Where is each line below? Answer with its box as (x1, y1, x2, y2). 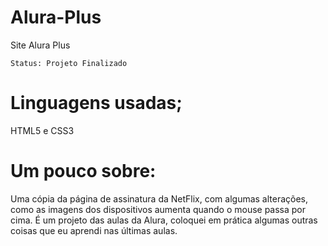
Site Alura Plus (10, 39, 71, 51)
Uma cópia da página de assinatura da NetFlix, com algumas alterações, (10, 192, 309, 205)
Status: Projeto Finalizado (10, 58, 128, 68)
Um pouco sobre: (10, 160, 157, 183)
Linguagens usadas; (10, 92, 183, 115)
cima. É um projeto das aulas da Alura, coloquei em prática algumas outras (10, 214, 318, 226)
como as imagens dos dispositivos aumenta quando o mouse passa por (10, 203, 307, 215)
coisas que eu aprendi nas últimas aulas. (10, 224, 178, 236)
